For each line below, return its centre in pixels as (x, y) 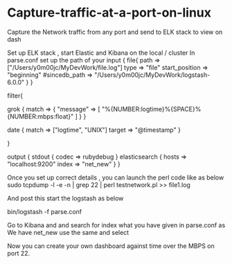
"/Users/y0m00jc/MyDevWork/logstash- (152, 75)
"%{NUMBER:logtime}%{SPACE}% (151, 109)
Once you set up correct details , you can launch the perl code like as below (116, 177)
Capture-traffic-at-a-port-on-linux (109, 13)
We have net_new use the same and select (68, 232)
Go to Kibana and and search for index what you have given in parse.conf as (116, 225)
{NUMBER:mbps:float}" (41, 116)
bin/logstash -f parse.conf (44, 211)
